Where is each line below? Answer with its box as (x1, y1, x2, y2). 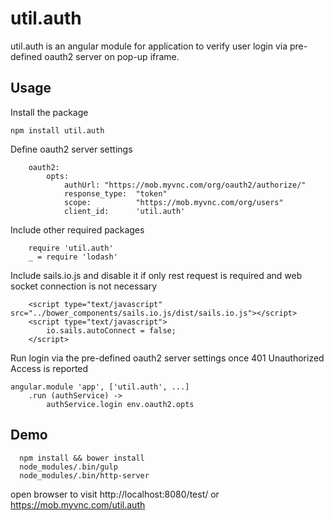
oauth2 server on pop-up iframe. (44, 50, 180, 62)
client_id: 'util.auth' (63, 206, 186, 216)
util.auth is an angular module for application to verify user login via (10, 40, 288, 52)
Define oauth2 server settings (10, 143, 133, 155)
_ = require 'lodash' (28, 252, 118, 262)
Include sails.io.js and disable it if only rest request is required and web (10, 269, 303, 281)
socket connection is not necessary (10, 280, 157, 292)
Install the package (10, 106, 89, 118)
